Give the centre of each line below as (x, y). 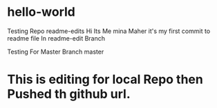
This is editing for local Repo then (105, 79)
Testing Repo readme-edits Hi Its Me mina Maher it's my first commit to (109, 31)
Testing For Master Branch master (56, 52)
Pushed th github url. (69, 94)
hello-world (41, 12)
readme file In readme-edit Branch (56, 38)
